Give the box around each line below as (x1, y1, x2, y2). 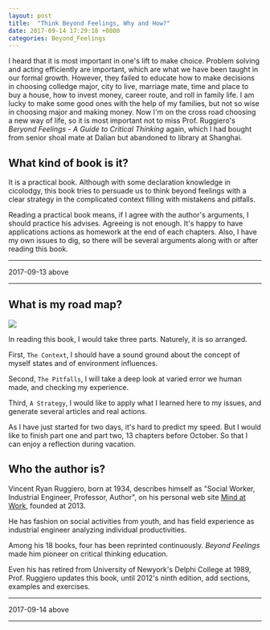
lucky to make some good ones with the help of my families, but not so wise (8, 99, 260, 108)
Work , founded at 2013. (8, 501, 86, 510)
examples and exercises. (8, 581, 91, 591)
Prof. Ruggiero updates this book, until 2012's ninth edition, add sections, (8, 573, 251, 583)
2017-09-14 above (8, 604, 70, 614)
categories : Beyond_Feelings (8, 34, 106, 43)
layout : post (8, 11, 52, 20)
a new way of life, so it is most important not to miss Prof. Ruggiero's (8, 116, 235, 125)
